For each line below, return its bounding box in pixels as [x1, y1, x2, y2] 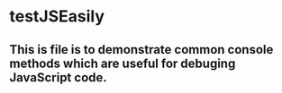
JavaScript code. [9, 70, 108, 85]
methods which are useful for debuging [9, 55, 236, 71]
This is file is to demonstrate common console [9, 42, 274, 57]
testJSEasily [9, 6, 105, 27]
